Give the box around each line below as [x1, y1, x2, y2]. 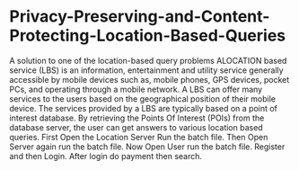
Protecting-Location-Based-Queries [9, 25, 286, 46]
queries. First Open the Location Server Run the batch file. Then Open [9, 131, 268, 142]
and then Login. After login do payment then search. [9, 150, 203, 161]
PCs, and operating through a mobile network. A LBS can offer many [9, 84, 263, 94]
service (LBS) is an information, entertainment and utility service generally [9, 65, 285, 76]
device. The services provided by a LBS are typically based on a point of [9, 103, 278, 113]
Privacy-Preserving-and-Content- [9, 6, 270, 27]
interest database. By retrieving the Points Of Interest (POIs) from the [9, 112, 265, 123]
